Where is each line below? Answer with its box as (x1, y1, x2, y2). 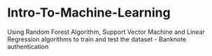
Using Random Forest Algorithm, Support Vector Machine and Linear (7, 28, 205, 36)
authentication (7, 42, 49, 50)
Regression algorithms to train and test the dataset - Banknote (7, 35, 187, 43)
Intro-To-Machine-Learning (7, 5, 171, 21)
